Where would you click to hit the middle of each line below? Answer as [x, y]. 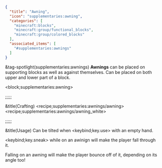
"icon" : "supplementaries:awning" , [46, 16]
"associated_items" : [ [33, 44]
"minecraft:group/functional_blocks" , [54, 30]
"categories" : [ [26, 21]
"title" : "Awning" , [30, 12]
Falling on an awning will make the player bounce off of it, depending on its [81, 155]
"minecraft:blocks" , [35, 25]
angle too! [15, 160]
